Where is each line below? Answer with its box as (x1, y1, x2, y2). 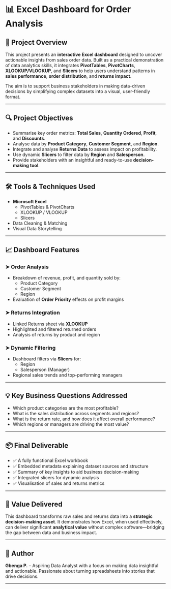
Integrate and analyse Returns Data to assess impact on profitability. (12, 146, 157, 152)
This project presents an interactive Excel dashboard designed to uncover (5, 51, 162, 57)
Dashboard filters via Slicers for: (12, 356, 81, 362)
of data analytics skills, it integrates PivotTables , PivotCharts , (5, 63, 135, 68)
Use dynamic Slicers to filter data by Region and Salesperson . (12, 151, 145, 158)
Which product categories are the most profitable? (12, 405, 119, 411)
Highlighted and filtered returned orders (12, 326, 97, 332)
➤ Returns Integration (5, 309, 60, 316)
